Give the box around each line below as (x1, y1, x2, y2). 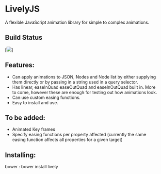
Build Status (5, 33, 43, 42)
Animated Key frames (12, 127, 56, 132)
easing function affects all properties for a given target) (12, 137, 123, 142)
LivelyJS (5, 3, 40, 15)
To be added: (5, 113, 46, 122)
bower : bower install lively (5, 164, 58, 170)
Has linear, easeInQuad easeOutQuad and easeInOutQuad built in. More (12, 84, 156, 90)
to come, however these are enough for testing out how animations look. (12, 89, 157, 95)
